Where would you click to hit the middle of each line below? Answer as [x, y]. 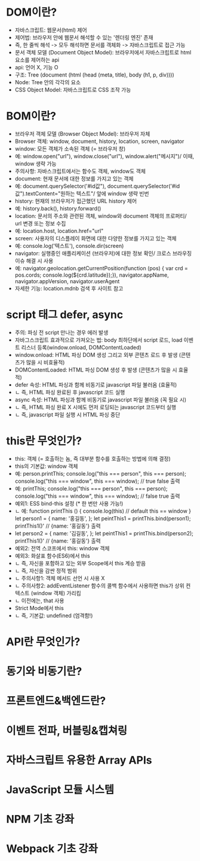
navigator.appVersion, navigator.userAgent [67, 281]
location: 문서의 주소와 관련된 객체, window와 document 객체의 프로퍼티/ [101, 216]
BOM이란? [31, 116]
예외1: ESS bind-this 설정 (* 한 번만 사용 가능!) [69, 503]
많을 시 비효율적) [45, 362]
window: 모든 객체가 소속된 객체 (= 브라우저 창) [70, 148]
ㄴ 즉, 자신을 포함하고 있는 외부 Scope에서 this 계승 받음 [80, 563]
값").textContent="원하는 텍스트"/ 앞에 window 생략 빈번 [82, 193]
